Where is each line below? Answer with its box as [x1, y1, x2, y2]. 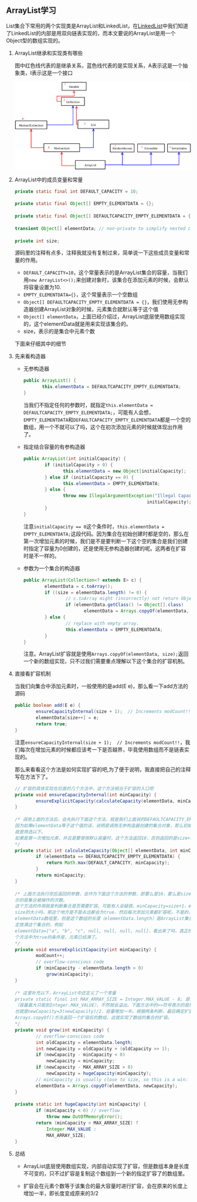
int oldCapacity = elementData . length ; [36, 1039, 134, 1045]
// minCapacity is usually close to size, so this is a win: [36, 1076, 189, 1082]
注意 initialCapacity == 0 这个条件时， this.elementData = [23, 523, 165, 530]
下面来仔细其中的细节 [14, 340, 66, 348]
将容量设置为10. [23, 284, 62, 291]
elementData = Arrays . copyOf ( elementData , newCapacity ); [36, 1083, 178, 1089]
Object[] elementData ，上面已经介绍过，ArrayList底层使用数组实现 [23, 313, 186, 320]
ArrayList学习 [6, 5, 57, 16]
